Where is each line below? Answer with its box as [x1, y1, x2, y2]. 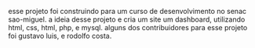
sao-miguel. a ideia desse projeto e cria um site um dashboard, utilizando [8, 15, 246, 24]
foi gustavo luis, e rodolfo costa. [8, 31, 112, 40]
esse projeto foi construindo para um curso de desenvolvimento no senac [8, 7, 247, 15]
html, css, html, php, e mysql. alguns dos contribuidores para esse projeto [8, 23, 248, 32]
